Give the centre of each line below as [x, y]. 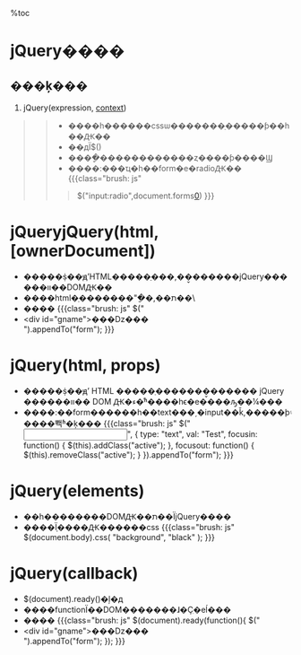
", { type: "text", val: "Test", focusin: [192, 433]
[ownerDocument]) [83, 251]
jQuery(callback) [74, 573]
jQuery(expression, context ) [75, 108]
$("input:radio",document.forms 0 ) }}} [146, 196]
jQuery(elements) [77, 491]
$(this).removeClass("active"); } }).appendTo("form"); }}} [128, 454]
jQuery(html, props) [86, 366]
